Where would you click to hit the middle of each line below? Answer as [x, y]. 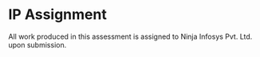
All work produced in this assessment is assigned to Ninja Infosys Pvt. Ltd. [130, 36]
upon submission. [37, 44]
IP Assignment [58, 15]
